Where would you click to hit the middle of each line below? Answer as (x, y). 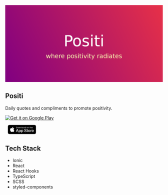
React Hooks (25, 171)
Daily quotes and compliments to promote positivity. (59, 108)
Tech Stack (23, 148)
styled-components (33, 186)
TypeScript (24, 176)
